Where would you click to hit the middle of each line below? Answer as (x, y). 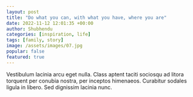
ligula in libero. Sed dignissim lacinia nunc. (59, 87)
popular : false (25, 52)
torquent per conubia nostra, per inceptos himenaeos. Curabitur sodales (96, 81)
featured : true (25, 57)
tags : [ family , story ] (35, 40)
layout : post (23, 12)
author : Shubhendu (29, 29)
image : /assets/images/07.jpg (45, 46)
